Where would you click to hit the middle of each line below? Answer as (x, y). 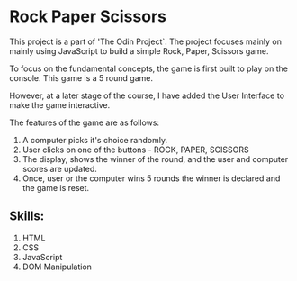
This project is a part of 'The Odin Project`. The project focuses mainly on (145, 41)
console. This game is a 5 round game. (81, 77)
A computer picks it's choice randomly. (95, 140)
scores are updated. (59, 168)
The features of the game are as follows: (85, 122)
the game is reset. (56, 187)
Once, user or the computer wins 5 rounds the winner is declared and (151, 178)
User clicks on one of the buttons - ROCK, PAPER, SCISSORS (135, 150)
